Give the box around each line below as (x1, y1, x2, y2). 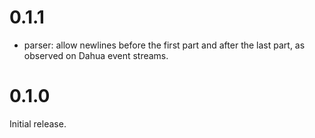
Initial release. (9, 117, 67, 130)
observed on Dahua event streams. (23, 49, 169, 61)
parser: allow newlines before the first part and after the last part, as (23, 39, 306, 51)
